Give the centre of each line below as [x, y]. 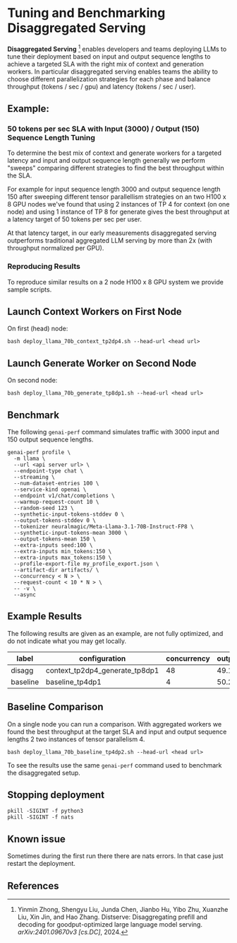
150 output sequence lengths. [50, 439]
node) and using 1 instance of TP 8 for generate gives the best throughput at [119, 212]
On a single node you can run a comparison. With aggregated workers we [115, 724]
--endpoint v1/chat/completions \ [64, 496]
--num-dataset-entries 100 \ [56, 484]
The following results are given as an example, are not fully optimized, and [115, 633]
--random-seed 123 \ [44, 508]
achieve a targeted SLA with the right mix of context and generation [106, 64]
